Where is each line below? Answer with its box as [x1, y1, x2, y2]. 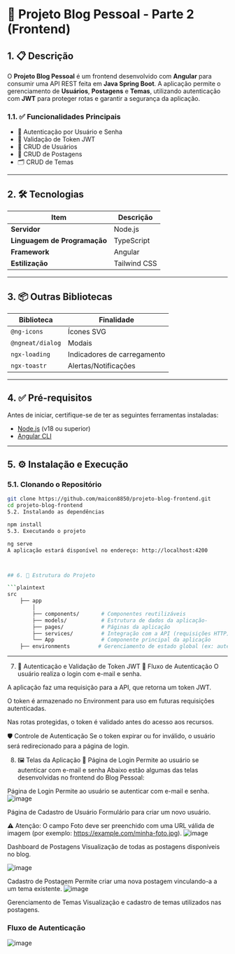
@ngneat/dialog [10, 339, 62, 347]
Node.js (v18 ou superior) [17, 424, 91, 433]
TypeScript [113, 236, 150, 246]
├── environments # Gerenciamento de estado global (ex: [20, 643, 215, 650]
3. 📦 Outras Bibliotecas [7, 291, 113, 303]
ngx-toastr [10, 361, 47, 370]
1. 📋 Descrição [7, 50, 74, 62]
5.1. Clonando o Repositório [7, 480, 102, 490]
